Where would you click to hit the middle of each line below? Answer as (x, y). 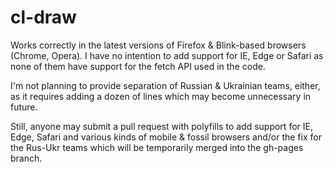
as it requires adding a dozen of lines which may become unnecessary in (161, 96)
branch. (26, 158)
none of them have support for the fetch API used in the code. (138, 66)
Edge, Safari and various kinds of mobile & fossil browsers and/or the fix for (166, 137)
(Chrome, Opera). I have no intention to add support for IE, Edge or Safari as (167, 55)
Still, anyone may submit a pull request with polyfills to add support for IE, (161, 126)
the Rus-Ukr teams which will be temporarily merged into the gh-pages (157, 147)
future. (24, 107)
